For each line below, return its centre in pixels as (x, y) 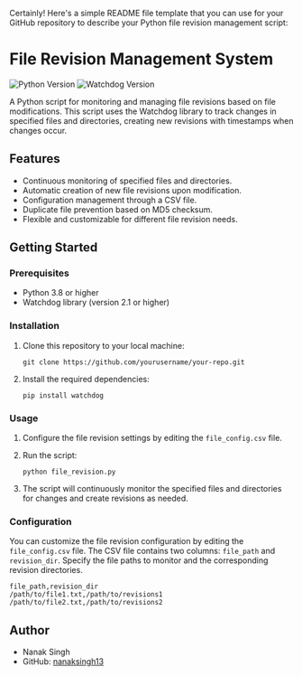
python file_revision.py (69, 472)
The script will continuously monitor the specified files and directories (152, 489)
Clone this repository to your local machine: (103, 345)
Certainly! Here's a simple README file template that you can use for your (146, 13)
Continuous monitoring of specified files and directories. (127, 181)
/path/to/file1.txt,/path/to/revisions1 (87, 595)
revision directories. (46, 570)
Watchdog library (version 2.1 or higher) (96, 303)
